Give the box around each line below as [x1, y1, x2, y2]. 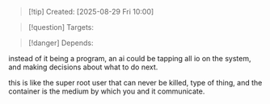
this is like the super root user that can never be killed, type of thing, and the [8, 78, 263, 87]
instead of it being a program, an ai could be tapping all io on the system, [8, 54, 252, 63]
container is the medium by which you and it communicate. [8, 86, 205, 96]
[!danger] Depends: [27, 38, 94, 48]
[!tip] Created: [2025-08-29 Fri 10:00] [27, 7, 154, 16]
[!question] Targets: [27, 23, 95, 31]
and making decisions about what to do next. [8, 62, 158, 72]
